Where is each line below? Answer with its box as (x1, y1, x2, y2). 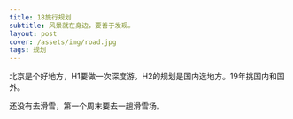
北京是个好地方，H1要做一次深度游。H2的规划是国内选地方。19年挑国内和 (9, 71, 277, 82)
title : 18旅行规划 (9, 12, 73, 22)
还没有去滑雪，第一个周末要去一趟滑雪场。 (9, 100, 165, 111)
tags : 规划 (9, 46, 47, 55)
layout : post (9, 29, 58, 38)
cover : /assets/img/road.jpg (9, 37, 117, 47)
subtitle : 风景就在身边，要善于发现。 (9, 21, 135, 30)
